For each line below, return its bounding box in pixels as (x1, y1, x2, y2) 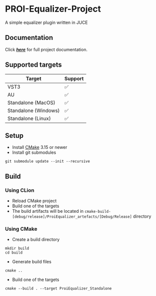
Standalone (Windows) (7, 107, 60, 114)
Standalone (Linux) (7, 115, 51, 122)
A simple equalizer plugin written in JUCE (5, 19, 88, 25)
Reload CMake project (12, 198, 57, 204)
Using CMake (5, 225, 37, 232)
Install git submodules (12, 149, 56, 155)
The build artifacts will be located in (12, 208, 84, 214)
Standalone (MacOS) (7, 99, 55, 106)
